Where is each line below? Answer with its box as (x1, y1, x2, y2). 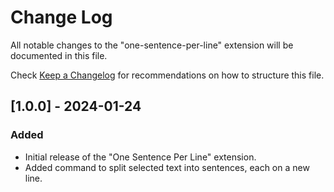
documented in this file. (10, 49, 108, 61)
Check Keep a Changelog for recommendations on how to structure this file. (10, 69, 325, 81)
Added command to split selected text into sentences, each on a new (24, 161, 310, 173)
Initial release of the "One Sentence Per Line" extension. (24, 151, 257, 163)
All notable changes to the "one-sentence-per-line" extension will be (10, 39, 294, 51)
